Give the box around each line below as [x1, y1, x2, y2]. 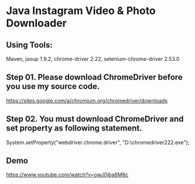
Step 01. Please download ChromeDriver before [6, 72, 183, 83]
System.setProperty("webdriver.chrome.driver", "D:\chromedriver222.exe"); [6, 139, 190, 146]
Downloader [6, 16, 67, 30]
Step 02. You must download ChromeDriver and [6, 114, 184, 124]
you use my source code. [6, 81, 100, 91]
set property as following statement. [6, 123, 142, 133]
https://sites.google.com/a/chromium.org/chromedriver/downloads [6, 97, 168, 104]
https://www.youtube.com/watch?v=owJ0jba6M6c [6, 171, 129, 178]
